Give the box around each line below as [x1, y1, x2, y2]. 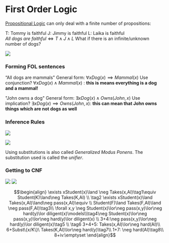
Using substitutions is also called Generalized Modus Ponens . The [5, 149, 143, 155]
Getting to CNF [5, 167, 43, 174]
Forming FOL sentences [5, 63, 65, 70]
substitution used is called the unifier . [5, 154, 83, 160]
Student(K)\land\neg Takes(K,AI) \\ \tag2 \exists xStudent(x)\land [17, 194, 153, 200]
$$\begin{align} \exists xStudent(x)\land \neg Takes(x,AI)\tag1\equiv [14, 189, 156, 195]
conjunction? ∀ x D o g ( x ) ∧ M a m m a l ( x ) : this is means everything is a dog [5, 80, 157, 86]
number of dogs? [5, 40, 41, 47]
